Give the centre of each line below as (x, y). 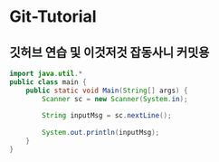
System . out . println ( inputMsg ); (101, 133)
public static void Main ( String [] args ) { (107, 91)
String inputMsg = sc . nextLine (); (107, 116)
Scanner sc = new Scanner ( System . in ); (115, 99)
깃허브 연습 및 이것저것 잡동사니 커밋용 (109, 52)
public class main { (48, 82)
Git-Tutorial (53, 17)
